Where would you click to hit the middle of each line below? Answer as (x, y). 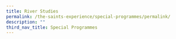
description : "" (26, 22)
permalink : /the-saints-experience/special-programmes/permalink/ (88, 17)
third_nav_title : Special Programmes (52, 27)
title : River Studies (32, 11)
